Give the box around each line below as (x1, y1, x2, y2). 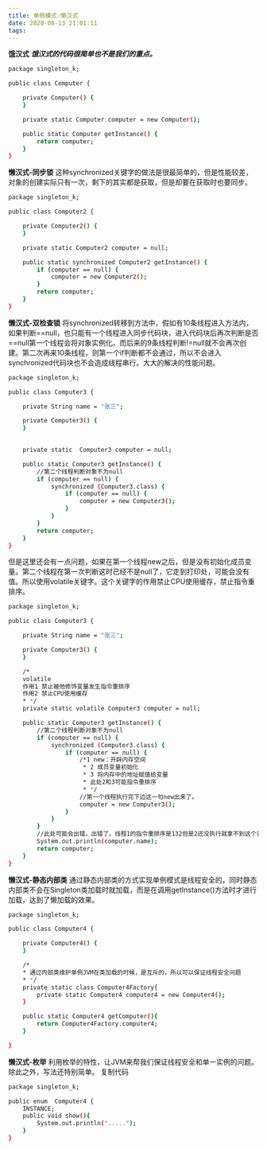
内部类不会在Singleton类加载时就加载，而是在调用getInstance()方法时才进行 (8, 885, 257, 894)
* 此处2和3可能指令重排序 (83, 778, 157, 786)
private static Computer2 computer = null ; (22, 243, 169, 251)
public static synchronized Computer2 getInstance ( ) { (22, 258, 208, 267)
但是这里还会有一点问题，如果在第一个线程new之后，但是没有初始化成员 (8, 557, 245, 567)
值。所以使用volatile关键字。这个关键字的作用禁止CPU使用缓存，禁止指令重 (8, 577, 256, 586)
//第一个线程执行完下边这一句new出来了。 (79, 793, 199, 800)
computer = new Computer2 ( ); (50, 273, 148, 281)
